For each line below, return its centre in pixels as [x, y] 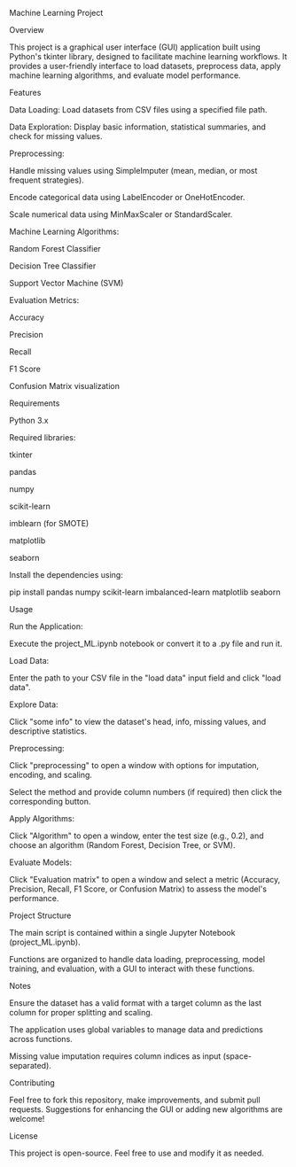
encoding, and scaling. [51, 775]
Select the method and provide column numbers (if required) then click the [145, 792]
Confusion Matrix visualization [65, 386]
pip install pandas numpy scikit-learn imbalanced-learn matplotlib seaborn [145, 592]
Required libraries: [43, 437]
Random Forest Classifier [55, 249]
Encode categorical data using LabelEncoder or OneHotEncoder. [127, 197]
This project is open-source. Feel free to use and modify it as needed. [136, 1153]
